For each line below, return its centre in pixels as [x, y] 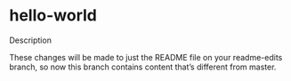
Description [30, 40]
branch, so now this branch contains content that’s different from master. [143, 67]
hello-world [53, 16]
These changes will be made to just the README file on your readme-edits [146, 57]
